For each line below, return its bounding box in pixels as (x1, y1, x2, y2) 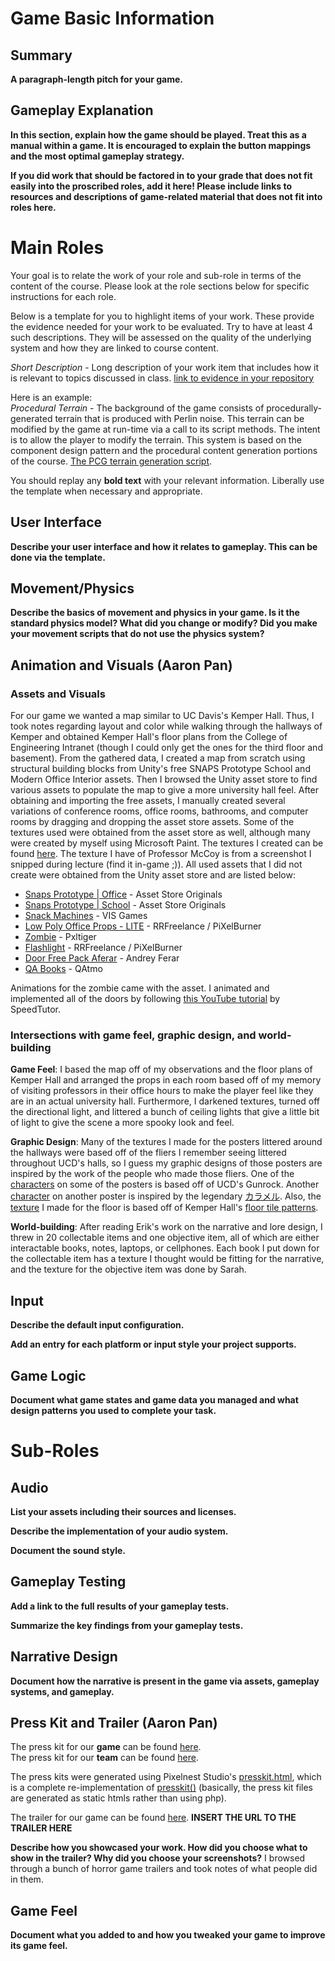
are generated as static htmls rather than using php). (10, 1792, 227, 1804)
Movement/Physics (10, 580, 135, 597)
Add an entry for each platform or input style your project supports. (10, 1338, 297, 1351)
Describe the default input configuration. (10, 1319, 185, 1331)
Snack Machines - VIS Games (24, 910, 148, 922)
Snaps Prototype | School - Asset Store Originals (24, 899, 227, 911)
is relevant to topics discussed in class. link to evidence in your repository (10, 372, 315, 384)
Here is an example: (10, 391, 93, 403)
